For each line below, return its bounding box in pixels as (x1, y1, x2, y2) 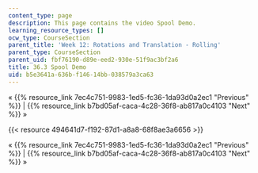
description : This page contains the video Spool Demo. (8, 19, 196, 27)
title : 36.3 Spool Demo (8, 63, 87, 71)
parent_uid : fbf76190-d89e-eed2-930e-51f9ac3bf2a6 (8, 56, 179, 64)
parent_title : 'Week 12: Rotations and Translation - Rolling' (8, 41, 222, 49)
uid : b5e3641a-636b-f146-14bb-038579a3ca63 (8, 71, 154, 79)
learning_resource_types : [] (8, 26, 104, 34)
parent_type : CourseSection (8, 48, 101, 56)
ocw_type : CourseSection (8, 33, 90, 42)
